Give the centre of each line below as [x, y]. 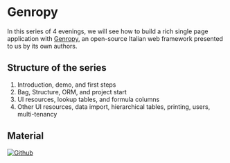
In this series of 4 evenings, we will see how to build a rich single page [108, 31]
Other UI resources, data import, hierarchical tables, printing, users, [114, 106]
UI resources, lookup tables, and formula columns [88, 99]
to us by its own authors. [42, 46]
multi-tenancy [37, 114]
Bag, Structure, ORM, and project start [72, 92]
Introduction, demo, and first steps [67, 85]
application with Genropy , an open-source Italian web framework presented [115, 38]
